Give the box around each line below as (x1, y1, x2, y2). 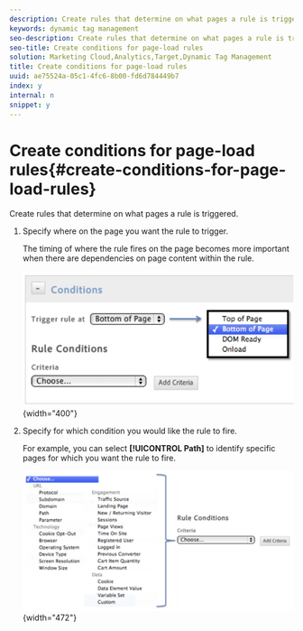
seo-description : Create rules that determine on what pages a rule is (9, 33, 284, 42)
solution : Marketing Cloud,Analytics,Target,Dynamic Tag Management (9, 52, 272, 62)
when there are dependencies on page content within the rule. (22, 253, 255, 264)
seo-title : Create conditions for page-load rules (9, 43, 204, 52)
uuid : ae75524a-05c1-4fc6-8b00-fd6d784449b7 (9, 72, 179, 81)
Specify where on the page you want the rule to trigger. (22, 226, 228, 237)
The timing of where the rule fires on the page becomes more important (22, 244, 290, 255)
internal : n (9, 90, 54, 99)
